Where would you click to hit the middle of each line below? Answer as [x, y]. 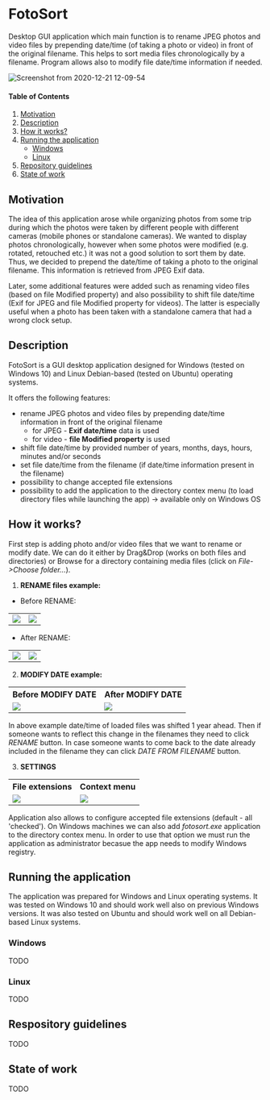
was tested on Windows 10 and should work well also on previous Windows [134, 905]
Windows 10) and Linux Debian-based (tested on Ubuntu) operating [121, 373]
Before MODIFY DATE [54, 694]
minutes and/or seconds [60, 456]
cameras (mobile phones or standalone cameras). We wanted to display [128, 235]
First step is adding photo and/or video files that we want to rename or [125, 544]
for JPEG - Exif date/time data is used [96, 430]
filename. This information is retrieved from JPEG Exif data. [107, 270]
